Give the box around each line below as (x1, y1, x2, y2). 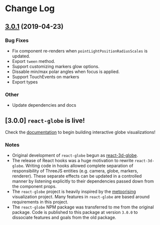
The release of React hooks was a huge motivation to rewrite (12, 158, 134, 164)
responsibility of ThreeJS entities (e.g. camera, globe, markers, (12, 168, 138, 174)
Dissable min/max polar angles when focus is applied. (12, 69, 120, 75)
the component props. (12, 184, 57, 189)
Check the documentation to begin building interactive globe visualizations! (5, 129, 156, 135)
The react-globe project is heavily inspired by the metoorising (12, 188, 136, 195)
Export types (12, 79, 38, 85)
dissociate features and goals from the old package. (12, 215, 116, 221)
